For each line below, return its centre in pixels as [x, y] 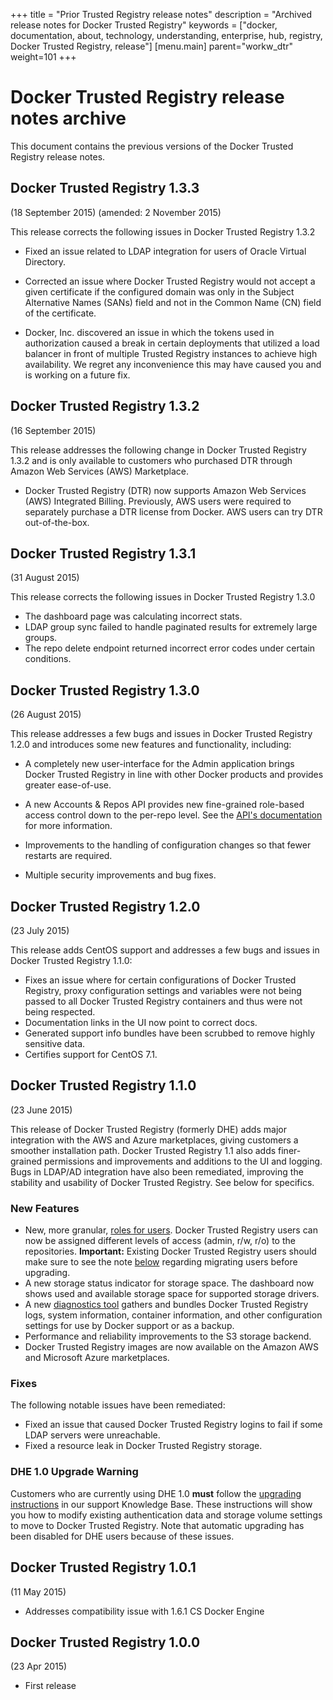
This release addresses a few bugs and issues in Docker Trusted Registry [161, 734]
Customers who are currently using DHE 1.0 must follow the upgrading [156, 1493]
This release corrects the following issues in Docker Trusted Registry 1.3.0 [163, 597]
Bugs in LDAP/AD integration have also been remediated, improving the [157, 1171]
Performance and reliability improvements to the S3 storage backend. [168, 1336]
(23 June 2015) [41, 1110]
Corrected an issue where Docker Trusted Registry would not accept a [170, 281]
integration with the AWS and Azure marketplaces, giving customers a [154, 1140]
